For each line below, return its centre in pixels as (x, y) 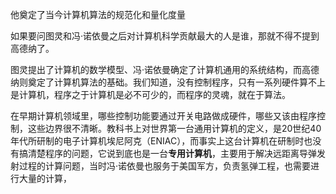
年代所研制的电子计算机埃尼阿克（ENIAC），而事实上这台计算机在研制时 (157, 141)
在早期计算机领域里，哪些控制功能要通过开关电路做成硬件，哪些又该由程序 (163, 116)
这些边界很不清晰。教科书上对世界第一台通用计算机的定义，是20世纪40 (174, 128)
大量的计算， (45, 178)
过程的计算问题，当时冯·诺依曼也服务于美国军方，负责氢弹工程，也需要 (165, 166)
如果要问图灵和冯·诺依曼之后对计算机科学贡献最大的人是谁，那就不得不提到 (165, 36)
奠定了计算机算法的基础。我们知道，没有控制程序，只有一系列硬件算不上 (176, 82)
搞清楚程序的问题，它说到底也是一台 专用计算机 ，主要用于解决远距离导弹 (167, 153)
